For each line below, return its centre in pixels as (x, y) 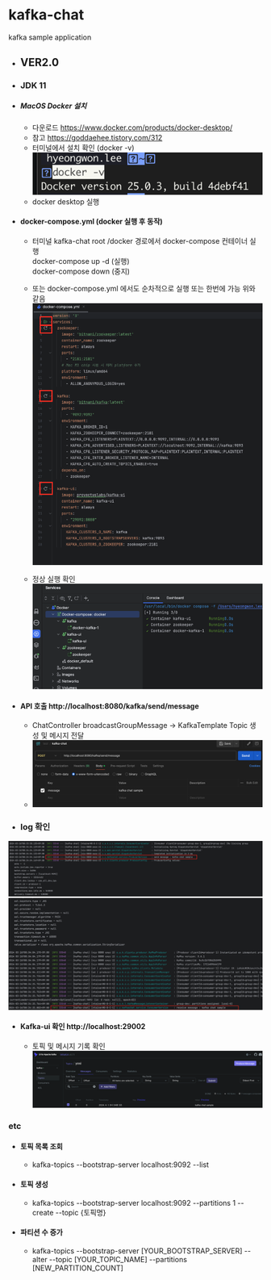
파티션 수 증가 (41, 1232)
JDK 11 (33, 86)
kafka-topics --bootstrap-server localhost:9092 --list (121, 1165)
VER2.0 (39, 63)
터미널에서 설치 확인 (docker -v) (83, 148)
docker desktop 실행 (66, 201)
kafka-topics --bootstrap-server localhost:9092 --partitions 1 (134, 1203)
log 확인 (35, 827)
